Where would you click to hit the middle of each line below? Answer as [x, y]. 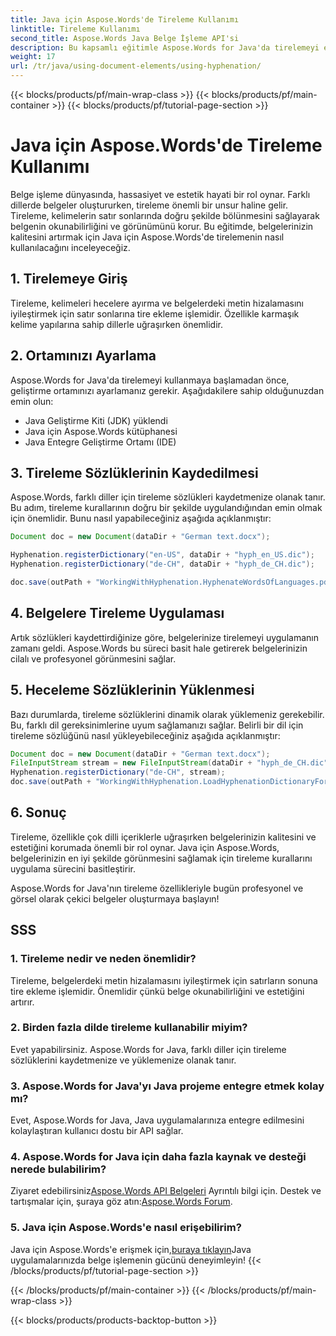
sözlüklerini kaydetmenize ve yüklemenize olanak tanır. [123, 1060]
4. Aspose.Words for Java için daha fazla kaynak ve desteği [158, 1157]
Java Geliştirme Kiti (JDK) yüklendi [96, 420]
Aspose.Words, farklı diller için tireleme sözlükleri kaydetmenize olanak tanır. [168, 497]
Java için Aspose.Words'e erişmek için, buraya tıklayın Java [131, 1249]
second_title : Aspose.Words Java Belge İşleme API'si [125, 38]
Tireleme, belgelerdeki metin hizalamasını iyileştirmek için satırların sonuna [164, 980]
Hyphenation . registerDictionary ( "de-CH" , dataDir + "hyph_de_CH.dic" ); [162, 564]
